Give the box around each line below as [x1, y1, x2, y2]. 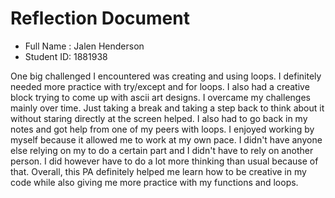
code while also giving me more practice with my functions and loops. [10, 176, 299, 188]
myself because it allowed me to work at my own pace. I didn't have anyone [10, 133, 323, 146]
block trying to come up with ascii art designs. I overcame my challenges [10, 91, 311, 103]
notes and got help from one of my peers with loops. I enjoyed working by [10, 123, 315, 135]
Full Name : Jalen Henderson [24, 40, 145, 52]
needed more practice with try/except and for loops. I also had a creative [10, 80, 310, 92]
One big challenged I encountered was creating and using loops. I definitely [10, 70, 322, 82]
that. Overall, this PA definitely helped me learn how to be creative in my [10, 165, 307, 177]
